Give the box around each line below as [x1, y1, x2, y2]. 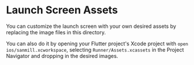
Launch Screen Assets [6, 3, 118, 17]
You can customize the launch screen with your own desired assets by [6, 23, 176, 30]
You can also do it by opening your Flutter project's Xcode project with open [6, 40, 189, 47]
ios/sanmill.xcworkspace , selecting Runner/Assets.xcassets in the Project [6, 46, 184, 53]
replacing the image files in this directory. [6, 28, 106, 35]
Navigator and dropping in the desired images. [6, 52, 118, 59]
